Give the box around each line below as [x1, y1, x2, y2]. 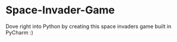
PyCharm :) [5, 29, 34, 36]
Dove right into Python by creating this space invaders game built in [5, 23, 172, 30]
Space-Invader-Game [5, 3, 115, 17]
